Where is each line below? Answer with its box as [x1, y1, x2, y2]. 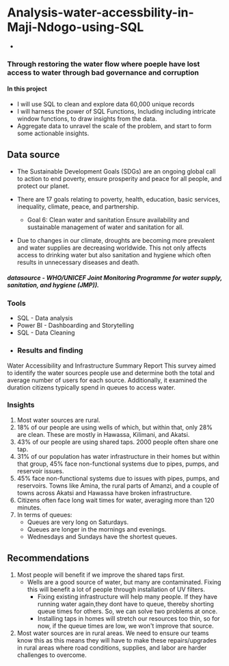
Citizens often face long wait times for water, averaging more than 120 [16, 496, 215, 504]
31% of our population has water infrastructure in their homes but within [16, 452, 220, 460]
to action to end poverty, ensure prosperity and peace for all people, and [16, 174, 222, 182]
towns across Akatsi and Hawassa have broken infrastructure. [16, 488, 192, 497]
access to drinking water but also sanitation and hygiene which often [16, 250, 211, 259]
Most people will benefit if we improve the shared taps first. [16, 571, 185, 579]
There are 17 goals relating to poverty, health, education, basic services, [16, 195, 221, 203]
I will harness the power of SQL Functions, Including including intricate [16, 108, 216, 116]
